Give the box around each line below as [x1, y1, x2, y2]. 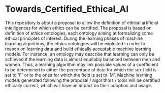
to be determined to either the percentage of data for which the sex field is [5, 66, 157, 72]
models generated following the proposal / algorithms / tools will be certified [5, 77, 160, 83]
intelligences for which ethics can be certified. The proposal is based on [5, 25, 152, 31]
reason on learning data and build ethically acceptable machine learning [5, 46, 152, 52]
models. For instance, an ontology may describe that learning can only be [5, 51, 155, 57]
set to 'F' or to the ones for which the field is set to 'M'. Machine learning [5, 72, 153, 78]
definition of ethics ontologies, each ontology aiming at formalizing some [5, 30, 153, 36]
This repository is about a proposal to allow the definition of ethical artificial [5, 20, 159, 26]
